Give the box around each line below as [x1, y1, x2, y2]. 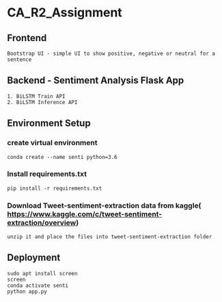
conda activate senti [7, 282, 69, 289]
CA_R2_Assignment [7, 5, 123, 21]
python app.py [7, 288, 48, 295]
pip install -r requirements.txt [7, 185, 102, 192]
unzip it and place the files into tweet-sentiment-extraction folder [7, 234, 212, 240]
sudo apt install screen [7, 270, 78, 277]
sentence [7, 56, 32, 63]
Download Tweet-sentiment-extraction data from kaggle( [7, 201, 202, 210]
